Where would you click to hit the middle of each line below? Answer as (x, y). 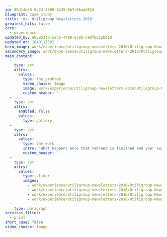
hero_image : (17, 47)
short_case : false (24, 222)
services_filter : (23, 213)
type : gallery (38, 120)
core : (11, 28)
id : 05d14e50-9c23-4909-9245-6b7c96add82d (50, 10)
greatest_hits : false (28, 24)
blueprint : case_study (29, 14)
